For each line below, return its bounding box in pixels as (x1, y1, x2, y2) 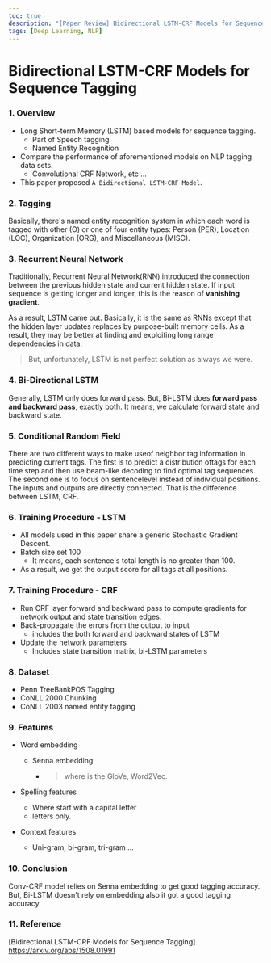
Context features (19, 827, 77, 837)
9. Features (8, 721, 54, 733)
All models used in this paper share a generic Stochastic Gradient (19, 530, 238, 540)
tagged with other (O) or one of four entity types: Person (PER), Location (8, 225, 250, 234)
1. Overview (8, 107, 56, 119)
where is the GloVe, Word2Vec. (64, 772, 168, 781)
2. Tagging (8, 197, 51, 208)
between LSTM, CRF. (8, 492, 79, 502)
